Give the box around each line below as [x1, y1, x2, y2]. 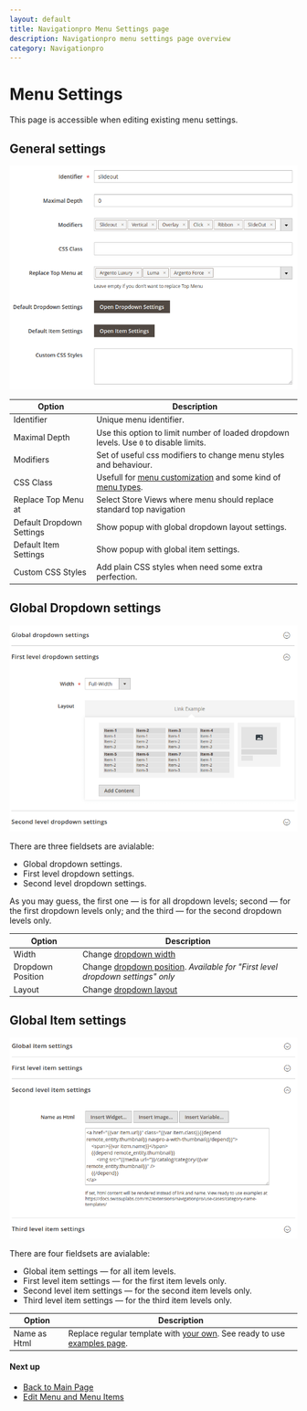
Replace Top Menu [13, 494, 84, 505]
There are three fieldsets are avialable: [9, 841, 154, 852]
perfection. [96, 571, 138, 582]
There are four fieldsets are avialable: [9, 1247, 151, 1258]
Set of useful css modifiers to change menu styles [96, 449, 285, 461]
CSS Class [13, 476, 53, 488]
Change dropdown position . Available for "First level [81, 961, 279, 972]
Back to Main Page [22, 1381, 94, 1393]
